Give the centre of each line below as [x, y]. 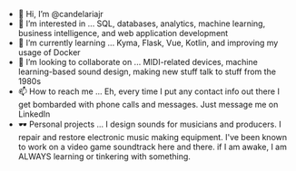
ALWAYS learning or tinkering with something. [104, 157]
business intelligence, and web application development [123, 33]
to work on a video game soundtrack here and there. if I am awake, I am [153, 147]
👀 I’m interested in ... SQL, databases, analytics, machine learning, [142, 24]
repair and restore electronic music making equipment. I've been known [153, 137]
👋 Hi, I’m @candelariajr [61, 14]
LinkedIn [34, 114]
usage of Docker [49, 52]
